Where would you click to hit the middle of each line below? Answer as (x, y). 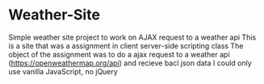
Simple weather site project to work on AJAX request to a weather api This (132, 37)
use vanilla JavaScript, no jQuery (63, 71)
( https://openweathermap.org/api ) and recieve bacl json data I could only (130, 63)
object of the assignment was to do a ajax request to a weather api (119, 54)
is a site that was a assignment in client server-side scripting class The (126, 45)
